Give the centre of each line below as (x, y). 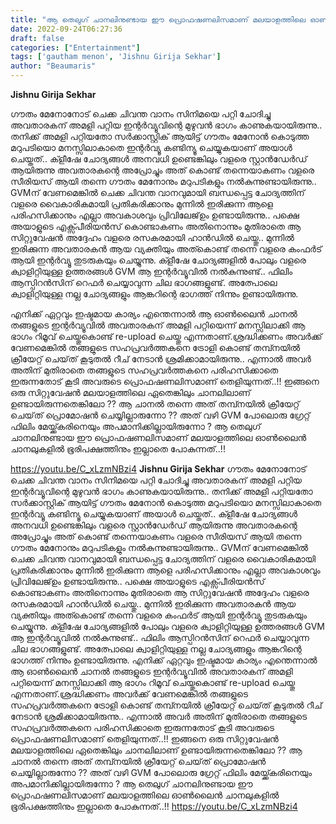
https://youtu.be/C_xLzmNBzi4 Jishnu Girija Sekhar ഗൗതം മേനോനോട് (158, 469)
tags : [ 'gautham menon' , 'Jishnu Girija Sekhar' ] (116, 57)
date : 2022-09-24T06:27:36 (66, 29)
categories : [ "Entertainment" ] (75, 47)
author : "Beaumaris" (53, 66)
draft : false (37, 38)
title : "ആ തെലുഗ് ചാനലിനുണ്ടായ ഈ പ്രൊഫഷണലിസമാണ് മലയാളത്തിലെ (158, 19)
